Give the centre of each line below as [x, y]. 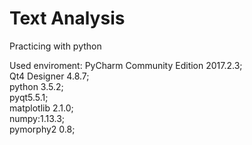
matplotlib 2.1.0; [41, 108]
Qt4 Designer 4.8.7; [49, 76]
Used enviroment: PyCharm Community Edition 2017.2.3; [126, 65]
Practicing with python [55, 46]
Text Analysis [67, 18]
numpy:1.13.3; [37, 118]
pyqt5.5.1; [29, 97]
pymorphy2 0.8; [42, 129]
